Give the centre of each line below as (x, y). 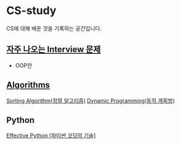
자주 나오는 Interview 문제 (54, 50)
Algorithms (28, 85)
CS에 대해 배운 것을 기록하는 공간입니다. (54, 28)
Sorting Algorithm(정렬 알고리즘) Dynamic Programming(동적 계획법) (91, 100)
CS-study (31, 11)
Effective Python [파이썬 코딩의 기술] (51, 136)
